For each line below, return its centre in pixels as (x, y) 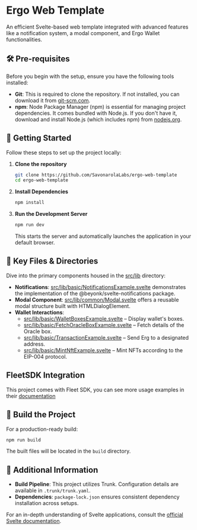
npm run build (24, 440)
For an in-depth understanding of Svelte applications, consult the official (95, 515)
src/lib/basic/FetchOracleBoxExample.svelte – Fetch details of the (104, 325)
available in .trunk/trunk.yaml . (53, 491)
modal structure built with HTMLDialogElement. (72, 306)
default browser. (35, 243)
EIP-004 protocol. (45, 356)
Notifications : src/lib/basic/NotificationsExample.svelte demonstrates (100, 287)
